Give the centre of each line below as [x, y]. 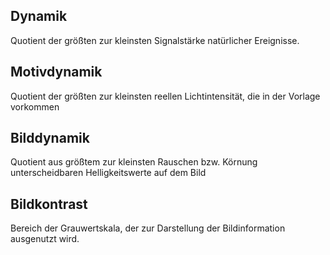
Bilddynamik [50, 138]
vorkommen [35, 106]
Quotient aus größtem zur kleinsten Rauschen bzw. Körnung [134, 162]
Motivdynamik [56, 72]
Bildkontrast [49, 204]
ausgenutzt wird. [45, 239]
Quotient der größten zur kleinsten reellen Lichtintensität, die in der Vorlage [165, 96]
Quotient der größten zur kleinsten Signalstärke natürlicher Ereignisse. [155, 40]
